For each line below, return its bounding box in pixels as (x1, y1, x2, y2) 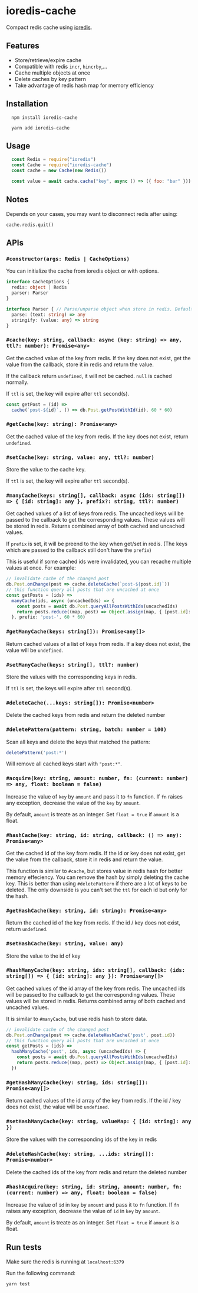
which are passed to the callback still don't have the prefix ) (6, 547, 151, 554)
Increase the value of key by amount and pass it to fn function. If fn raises (6, 793, 183, 800)
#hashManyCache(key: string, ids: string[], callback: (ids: (6, 967, 186, 974)
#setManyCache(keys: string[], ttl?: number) (6, 661, 140, 668)
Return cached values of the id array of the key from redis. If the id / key (6, 1097, 181, 1104)
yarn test (6, 1281, 31, 1287)
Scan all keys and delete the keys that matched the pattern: (6, 738, 150, 745)
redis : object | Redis (11, 285, 67, 290)
